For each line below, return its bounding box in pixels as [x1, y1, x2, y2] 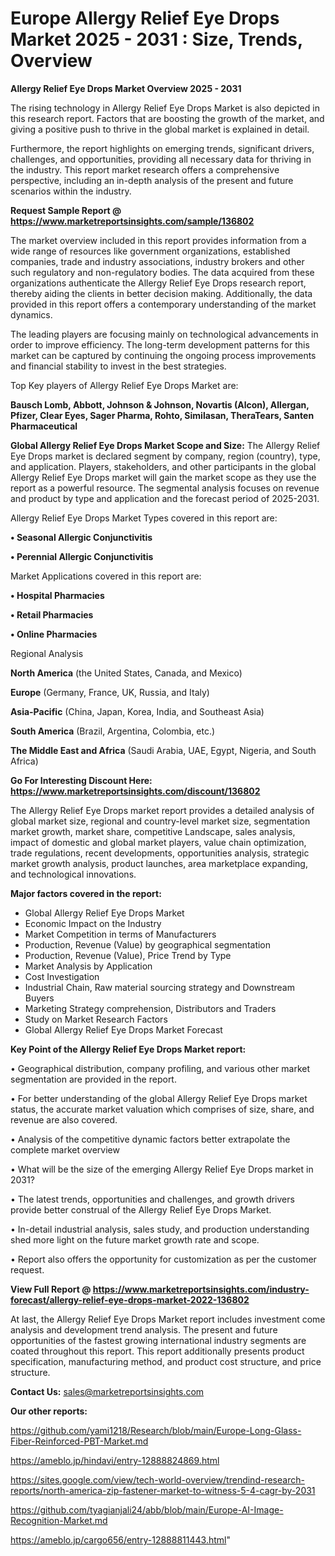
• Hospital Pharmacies [10, 589, 105, 601]
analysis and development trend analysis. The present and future [10, 1323, 278, 1336]
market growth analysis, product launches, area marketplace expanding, [10, 857, 308, 869]
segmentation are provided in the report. [10, 1073, 177, 1085]
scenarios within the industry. [10, 185, 132, 197]
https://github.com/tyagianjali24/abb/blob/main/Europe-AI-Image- [10, 1503, 284, 1516]
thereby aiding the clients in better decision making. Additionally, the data [10, 287, 313, 299]
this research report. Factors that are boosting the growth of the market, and [10, 112, 325, 124]
